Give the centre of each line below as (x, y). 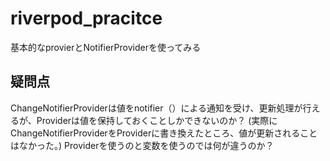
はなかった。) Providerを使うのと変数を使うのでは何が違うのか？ (142, 145)
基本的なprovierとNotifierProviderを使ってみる (106, 47)
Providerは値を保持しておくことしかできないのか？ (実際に (157, 120)
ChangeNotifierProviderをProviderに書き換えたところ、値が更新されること (164, 133)
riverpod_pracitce (86, 18)
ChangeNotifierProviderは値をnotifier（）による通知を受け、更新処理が (156, 108)
